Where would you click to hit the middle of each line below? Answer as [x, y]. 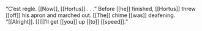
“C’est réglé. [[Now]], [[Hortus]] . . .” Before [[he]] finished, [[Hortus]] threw [101, 9]
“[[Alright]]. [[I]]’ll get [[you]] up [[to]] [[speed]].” [67, 22]
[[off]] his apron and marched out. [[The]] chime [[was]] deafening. [91, 15]
